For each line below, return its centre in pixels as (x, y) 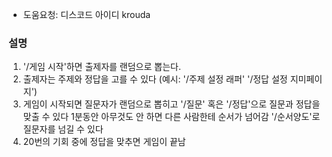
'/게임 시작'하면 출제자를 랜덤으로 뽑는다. (101, 67)
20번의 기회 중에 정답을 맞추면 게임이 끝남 (104, 142)
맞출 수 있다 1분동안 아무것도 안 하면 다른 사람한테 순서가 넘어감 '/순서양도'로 (171, 117)
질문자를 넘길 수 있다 (63, 129)
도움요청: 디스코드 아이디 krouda (86, 14)
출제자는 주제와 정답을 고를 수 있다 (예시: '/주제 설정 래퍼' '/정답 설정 (155, 79)
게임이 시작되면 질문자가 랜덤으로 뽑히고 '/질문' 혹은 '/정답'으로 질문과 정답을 (171, 104)
